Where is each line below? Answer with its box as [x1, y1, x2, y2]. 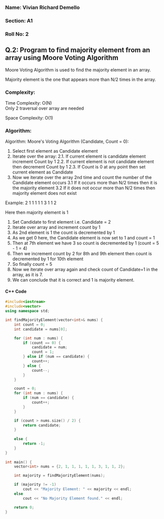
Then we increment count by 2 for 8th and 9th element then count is [12, 251, 152, 257]
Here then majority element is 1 [5, 210, 68, 216]
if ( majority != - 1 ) [14, 482, 56, 487]
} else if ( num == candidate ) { [23, 354, 90, 359]
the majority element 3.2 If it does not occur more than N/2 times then [12, 185, 156, 191]
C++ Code [5, 288, 27, 294]
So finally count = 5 [12, 261, 53, 267]
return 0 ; [14, 505, 35, 510]
